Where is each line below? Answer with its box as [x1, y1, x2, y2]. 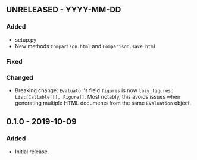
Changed [6, 73, 34, 81]
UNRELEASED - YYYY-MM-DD [6, 5, 121, 15]
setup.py [14, 36, 37, 43]
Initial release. [14, 148, 49, 155]
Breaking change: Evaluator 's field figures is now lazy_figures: [14, 86, 174, 94]
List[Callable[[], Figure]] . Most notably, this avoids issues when [14, 93, 180, 100]
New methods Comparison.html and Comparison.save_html [14, 42, 157, 49]
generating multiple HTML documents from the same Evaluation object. [14, 99, 192, 106]
